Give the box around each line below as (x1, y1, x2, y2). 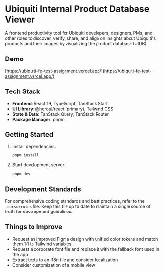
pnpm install (12, 153, 39, 158)
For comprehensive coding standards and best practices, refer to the (5, 198, 145, 204)
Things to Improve (5, 223, 63, 231)
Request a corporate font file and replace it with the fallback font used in (12, 246, 160, 252)
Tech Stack (5, 88, 40, 96)
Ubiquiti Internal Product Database (5, 3, 150, 15)
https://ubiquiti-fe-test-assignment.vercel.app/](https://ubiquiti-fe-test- (6, 68, 152, 74)
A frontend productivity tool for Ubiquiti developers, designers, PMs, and (5, 30, 153, 36)
